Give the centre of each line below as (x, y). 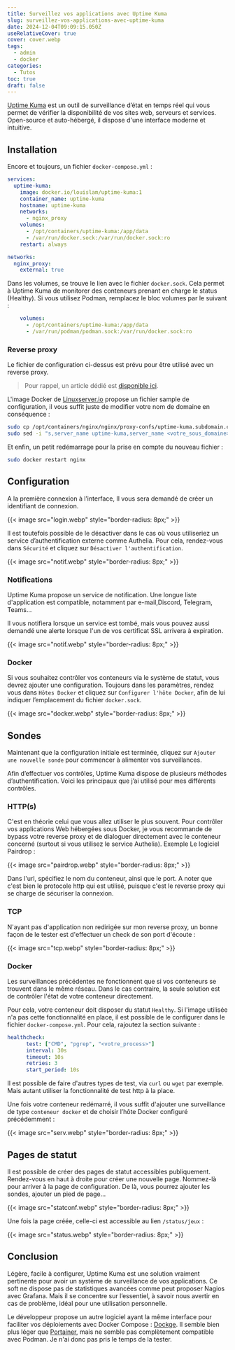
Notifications (30, 580)
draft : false (26, 85)
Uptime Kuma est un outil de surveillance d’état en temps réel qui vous (109, 105)
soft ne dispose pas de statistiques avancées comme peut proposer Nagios (116, 1288)
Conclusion (33, 1257)
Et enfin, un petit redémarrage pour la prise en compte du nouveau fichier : (115, 447)
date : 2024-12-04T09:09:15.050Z (54, 27)
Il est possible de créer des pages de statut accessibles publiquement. (109, 1172)
